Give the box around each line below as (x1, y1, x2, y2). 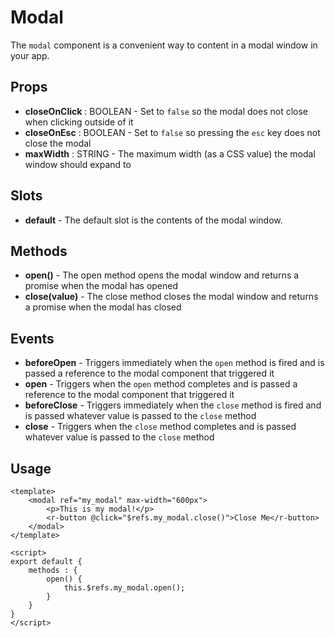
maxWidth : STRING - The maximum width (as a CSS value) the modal (24, 147, 316, 160)
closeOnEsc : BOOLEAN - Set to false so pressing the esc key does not (24, 126, 321, 138)
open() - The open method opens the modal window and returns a (24, 269, 300, 281)
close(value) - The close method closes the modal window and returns (24, 291, 319, 303)
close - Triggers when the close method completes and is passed (24, 421, 297, 433)
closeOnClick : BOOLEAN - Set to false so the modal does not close (24, 105, 308, 117)
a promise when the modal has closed (24, 301, 182, 313)
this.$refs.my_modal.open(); (63, 583, 186, 593)
